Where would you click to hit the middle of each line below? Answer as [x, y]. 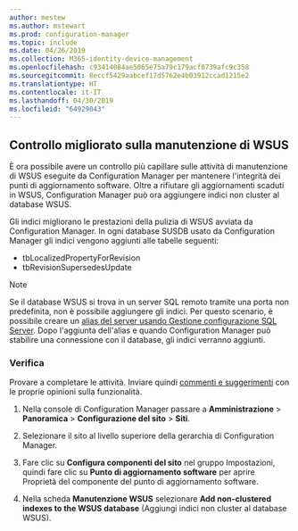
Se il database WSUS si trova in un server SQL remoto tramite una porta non [149, 302]
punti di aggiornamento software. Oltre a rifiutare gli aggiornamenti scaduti [147, 186]
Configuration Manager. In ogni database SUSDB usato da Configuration [142, 231]
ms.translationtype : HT [54, 84]
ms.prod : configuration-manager [69, 34]
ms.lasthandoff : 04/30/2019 [62, 100]
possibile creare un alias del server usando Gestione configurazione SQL [143, 321]
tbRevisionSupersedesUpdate [77, 268]
